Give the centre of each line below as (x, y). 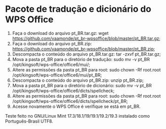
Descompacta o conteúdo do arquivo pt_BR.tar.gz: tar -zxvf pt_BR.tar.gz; (86, 54)
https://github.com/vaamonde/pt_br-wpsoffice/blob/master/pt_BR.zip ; (84, 49)
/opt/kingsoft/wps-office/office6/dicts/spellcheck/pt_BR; (70, 101)
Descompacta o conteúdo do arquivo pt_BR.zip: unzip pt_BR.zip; (78, 80)
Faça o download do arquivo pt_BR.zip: (52, 43)
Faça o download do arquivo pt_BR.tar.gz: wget (60, 33)
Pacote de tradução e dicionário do (78, 9)
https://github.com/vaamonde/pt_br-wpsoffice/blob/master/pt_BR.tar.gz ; (86, 38)
